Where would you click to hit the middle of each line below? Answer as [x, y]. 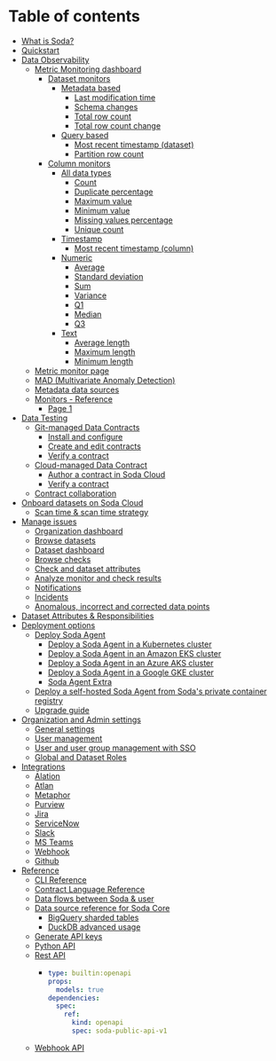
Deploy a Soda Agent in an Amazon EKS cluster [134, 653]
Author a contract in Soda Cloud [106, 474]
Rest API [50, 955]
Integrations [43, 766]
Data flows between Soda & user [94, 899]
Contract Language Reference [90, 889]
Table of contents [75, 16]
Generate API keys [68, 936]
